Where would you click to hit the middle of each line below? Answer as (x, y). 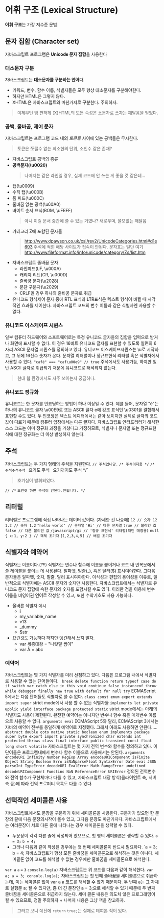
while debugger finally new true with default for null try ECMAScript (80, 691)
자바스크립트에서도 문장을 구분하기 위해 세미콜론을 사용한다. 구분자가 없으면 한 (80, 813)
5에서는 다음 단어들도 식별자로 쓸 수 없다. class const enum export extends (79, 697)
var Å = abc (31, 650)
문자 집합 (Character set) (42, 41)
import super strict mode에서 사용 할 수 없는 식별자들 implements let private (82, 702)
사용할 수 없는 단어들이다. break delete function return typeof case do (83, 681)
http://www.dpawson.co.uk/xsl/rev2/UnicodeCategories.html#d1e (91, 241)
